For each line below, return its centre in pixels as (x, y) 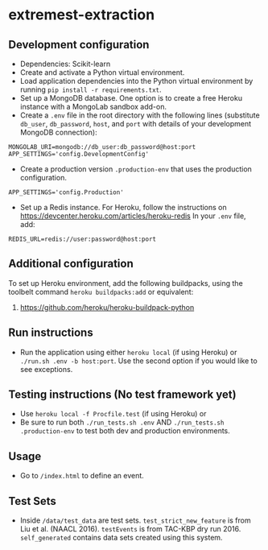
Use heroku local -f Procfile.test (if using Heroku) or (113, 414)
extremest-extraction (82, 15)
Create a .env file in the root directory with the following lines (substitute (140, 115)
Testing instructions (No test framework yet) (122, 395)
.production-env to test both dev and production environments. (125, 431)
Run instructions (51, 333)
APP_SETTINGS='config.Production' (66, 192)
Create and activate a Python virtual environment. (102, 72)
